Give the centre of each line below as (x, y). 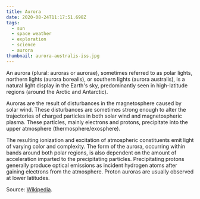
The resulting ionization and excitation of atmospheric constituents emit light (100, 140)
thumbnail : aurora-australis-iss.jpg (53, 56)
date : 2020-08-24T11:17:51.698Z (46, 17)
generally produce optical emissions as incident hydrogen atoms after (92, 165)
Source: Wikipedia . (29, 189)
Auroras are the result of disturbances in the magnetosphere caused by (94, 103)
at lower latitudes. (28, 178)
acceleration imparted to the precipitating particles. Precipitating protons (95, 159)
